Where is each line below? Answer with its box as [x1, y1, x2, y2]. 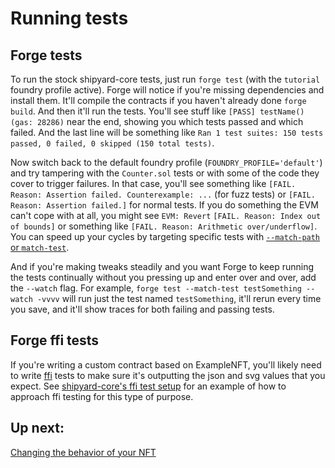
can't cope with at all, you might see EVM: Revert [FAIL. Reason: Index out [10, 210, 322, 221]
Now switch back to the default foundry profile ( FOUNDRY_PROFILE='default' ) [10, 157, 323, 168]
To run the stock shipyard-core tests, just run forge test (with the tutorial [10, 73, 321, 85]
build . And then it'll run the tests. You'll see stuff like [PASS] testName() [10, 105, 305, 117]
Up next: [10, 420, 65, 437]
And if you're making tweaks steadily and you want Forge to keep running [10, 261, 315, 272]
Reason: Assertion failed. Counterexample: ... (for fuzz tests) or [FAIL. [10, 188, 316, 200]
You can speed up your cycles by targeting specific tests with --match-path [10, 231, 321, 242]
